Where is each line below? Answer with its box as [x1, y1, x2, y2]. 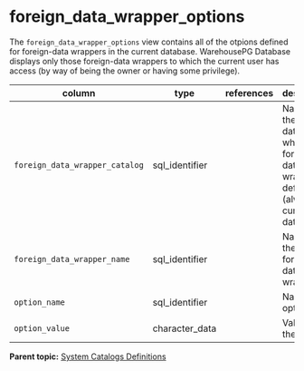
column [62, 86, 96, 99]
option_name [14, 297, 66, 308]
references [224, 86, 274, 99]
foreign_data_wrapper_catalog [14, 160, 145, 170]
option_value [14, 323, 71, 333]
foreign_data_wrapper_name [14, 254, 130, 264]
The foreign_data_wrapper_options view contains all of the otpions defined [9, 36, 289, 47]
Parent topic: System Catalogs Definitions [9, 351, 166, 362]
